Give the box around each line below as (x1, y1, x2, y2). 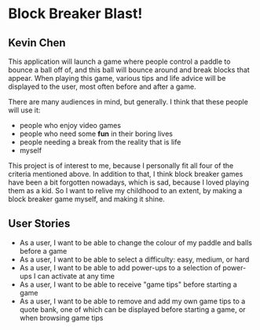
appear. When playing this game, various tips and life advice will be (8, 74, 226, 82)
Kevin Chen (8, 36, 66, 49)
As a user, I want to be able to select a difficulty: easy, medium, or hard (19, 255, 250, 264)
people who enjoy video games (19, 121, 122, 130)
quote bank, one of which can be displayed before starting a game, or (19, 304, 246, 314)
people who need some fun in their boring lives (19, 129, 173, 138)
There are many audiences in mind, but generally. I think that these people (8, 97, 249, 106)
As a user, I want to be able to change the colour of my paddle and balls (19, 237, 253, 247)
